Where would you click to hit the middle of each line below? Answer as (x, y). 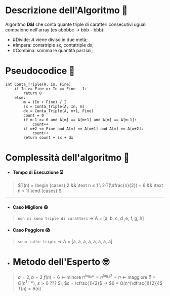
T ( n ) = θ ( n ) (29, 288)
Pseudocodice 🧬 (40, 71)
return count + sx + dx (48, 137)
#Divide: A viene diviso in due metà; (50, 40)
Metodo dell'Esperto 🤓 (61, 262)
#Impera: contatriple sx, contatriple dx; (53, 45)
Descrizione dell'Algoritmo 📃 (67, 10)
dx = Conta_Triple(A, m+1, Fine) (59, 111)
